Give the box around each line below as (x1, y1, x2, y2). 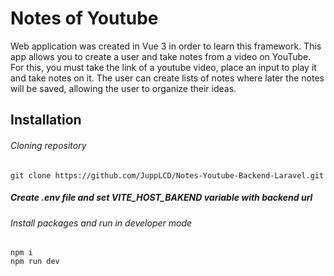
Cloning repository (10, 139, 87, 151)
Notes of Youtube (10, 7, 159, 30)
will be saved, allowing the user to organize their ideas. (10, 82, 237, 94)
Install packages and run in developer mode (10, 217, 193, 229)
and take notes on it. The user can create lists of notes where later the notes (10, 72, 325, 84)
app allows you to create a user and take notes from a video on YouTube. (10, 50, 312, 62)
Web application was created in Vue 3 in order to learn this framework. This (10, 40, 322, 52)
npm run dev (10, 257, 60, 267)
